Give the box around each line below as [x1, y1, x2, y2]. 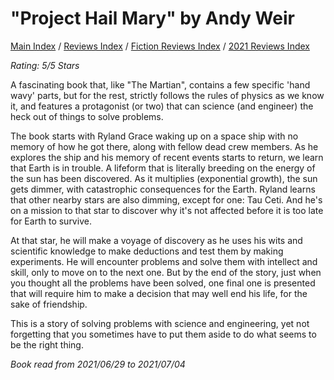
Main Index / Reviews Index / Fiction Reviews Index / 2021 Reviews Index [10, 40, 310, 52]
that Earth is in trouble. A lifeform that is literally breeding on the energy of [10, 162, 316, 174]
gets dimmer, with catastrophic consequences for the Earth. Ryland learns [10, 183, 316, 195]
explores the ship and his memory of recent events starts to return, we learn [10, 151, 324, 163]
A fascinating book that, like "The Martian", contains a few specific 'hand [10, 78, 311, 91]
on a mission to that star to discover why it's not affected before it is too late [10, 204, 324, 216]
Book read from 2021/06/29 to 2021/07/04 [10, 358, 186, 370]
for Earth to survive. [10, 215, 92, 227]
